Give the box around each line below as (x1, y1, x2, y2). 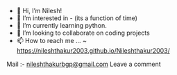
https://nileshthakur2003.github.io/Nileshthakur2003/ (16, 47, 171, 55)
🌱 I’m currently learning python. (16, 22, 107, 29)
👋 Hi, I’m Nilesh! (16, 7, 62, 15)
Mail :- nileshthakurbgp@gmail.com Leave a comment (6, 60, 161, 68)
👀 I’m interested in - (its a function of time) (16, 14, 138, 22)
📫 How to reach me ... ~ (16, 37, 87, 44)
